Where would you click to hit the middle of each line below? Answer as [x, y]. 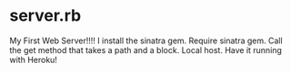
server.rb [45, 16]
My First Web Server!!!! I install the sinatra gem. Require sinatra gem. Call [146, 40]
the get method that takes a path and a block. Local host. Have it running [145, 49]
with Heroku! [33, 59]
